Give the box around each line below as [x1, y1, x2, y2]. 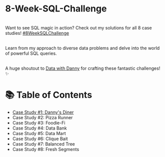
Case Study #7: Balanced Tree [12, 141, 75, 147]
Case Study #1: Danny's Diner [12, 109, 74, 115]
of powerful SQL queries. [5, 50, 57, 56]
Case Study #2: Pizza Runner [12, 114, 73, 120]
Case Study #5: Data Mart [12, 130, 66, 136]
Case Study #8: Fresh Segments [12, 146, 79, 152]
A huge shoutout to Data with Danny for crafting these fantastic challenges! [5, 65, 160, 71]
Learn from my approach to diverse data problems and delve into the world [5, 45, 160, 51]
